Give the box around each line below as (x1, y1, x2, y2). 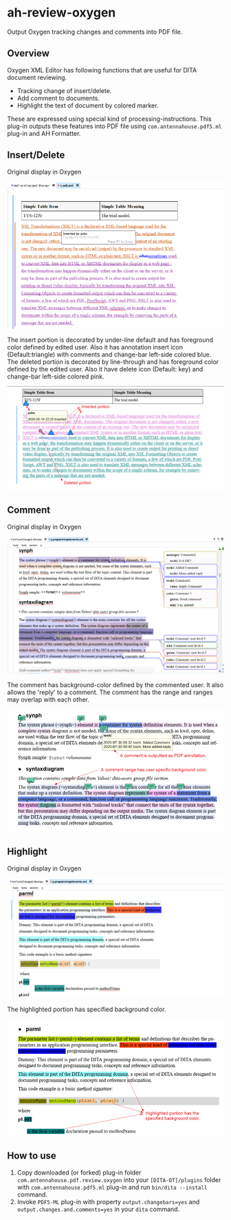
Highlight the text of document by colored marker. (16, 101, 159, 110)
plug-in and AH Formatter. (7, 129, 81, 137)
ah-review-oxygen (7, 5, 116, 21)
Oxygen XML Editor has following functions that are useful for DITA (7, 65, 197, 74)
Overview (7, 48, 50, 59)
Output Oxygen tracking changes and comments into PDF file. (7, 28, 183, 36)
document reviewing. (7, 73, 67, 81)
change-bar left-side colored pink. (7, 372, 104, 380)
